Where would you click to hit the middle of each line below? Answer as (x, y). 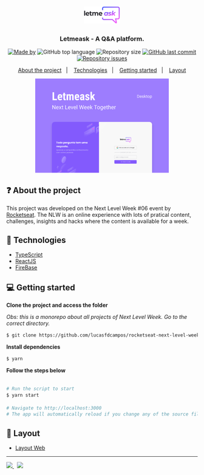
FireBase (26, 268)
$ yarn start (23, 395)
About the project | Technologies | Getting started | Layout (102, 70)
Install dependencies (33, 347)
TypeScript (29, 255)
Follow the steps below (36, 371)
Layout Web (30, 448)
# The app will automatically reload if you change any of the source (97, 414)
